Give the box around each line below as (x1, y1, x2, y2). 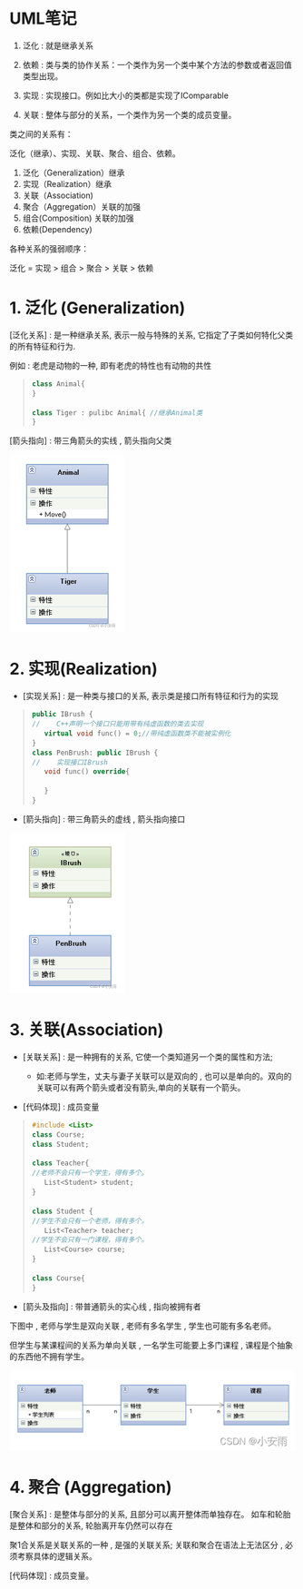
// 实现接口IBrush (31, 757, 109, 767)
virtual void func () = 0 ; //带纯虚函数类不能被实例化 (44, 728, 231, 738)
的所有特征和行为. (9, 340, 76, 351)
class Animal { (31, 379, 85, 389)
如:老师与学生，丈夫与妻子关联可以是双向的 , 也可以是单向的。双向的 (35, 1071, 292, 1081)
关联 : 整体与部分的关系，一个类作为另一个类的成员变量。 (22, 109, 237, 120)
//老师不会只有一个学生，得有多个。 (31, 1169, 149, 1178)
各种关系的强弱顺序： (9, 242, 89, 254)
